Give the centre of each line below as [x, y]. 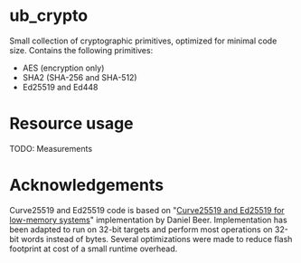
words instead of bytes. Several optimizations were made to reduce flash [157, 239]
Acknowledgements [87, 185]
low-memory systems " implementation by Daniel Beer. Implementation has [148, 220]
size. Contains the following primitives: [81, 50]
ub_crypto [49, 16]
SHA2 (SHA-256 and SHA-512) [80, 77]
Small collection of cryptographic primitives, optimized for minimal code [143, 41]
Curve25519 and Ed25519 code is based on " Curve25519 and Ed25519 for [147, 210]
